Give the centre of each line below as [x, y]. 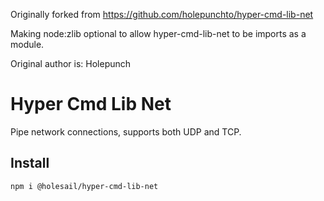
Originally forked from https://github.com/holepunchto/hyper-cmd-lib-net [162, 14]
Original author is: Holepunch [71, 63]
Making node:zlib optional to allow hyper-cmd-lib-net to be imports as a [158, 33]
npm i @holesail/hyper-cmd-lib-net [84, 186]
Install [30, 163]
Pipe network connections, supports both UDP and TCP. [126, 131]
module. [27, 44]
